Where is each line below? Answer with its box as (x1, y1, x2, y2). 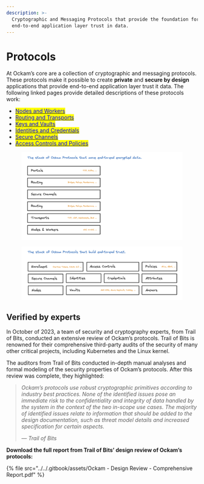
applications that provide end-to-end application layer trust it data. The (6, 83, 184, 90)
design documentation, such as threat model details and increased (21, 416, 189, 423)
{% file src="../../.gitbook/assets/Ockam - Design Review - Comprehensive (6, 465, 193, 472)
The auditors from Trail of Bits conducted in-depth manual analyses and (6, 359, 186, 367)
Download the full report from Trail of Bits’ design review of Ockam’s (6, 446, 182, 454)
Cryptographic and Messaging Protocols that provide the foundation (12, 16, 189, 23)
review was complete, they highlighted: (6, 372, 104, 379)
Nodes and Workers (15, 107, 66, 115)
